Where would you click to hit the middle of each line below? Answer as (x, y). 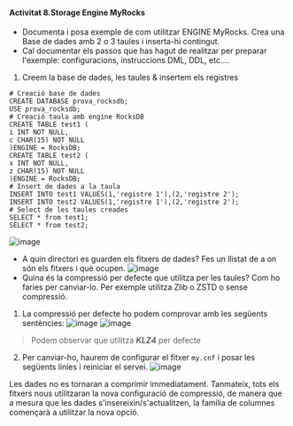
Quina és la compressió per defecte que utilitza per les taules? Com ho (151, 278)
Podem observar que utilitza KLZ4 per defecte (116, 340)
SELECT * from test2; (49, 226)
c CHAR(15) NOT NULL (47, 140)
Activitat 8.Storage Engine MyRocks (77, 12)
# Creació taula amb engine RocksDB (77, 117)
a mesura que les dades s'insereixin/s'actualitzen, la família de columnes (142, 403)
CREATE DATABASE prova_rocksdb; (69, 102)
